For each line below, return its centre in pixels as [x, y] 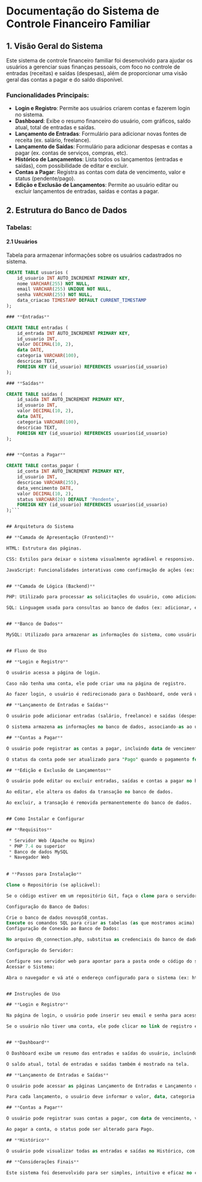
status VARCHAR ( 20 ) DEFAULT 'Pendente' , [68, 499]
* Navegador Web [29, 857]
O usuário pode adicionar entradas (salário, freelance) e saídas [91, 716]
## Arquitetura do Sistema [40, 527]
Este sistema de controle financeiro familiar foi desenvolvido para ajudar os [99, 60]
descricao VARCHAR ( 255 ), [48, 482]
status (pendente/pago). [45, 179]
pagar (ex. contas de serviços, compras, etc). [71, 153]
